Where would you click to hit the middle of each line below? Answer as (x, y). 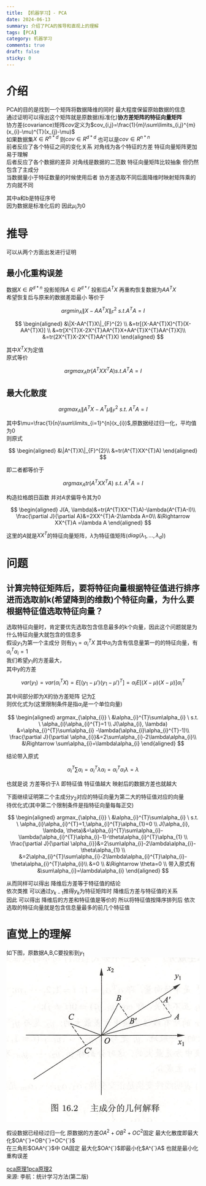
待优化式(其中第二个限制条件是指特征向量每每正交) (70, 805)
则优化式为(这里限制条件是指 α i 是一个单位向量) (64, 705)
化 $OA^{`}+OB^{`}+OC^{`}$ (41, 1141)
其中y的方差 (21, 669)
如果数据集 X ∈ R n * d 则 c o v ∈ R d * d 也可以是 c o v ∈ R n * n (78, 139)
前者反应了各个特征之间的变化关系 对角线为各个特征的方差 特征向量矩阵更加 (102, 147)
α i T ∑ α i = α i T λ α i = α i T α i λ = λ (103, 770)
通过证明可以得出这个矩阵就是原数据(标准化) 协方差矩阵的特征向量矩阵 (94, 117)
